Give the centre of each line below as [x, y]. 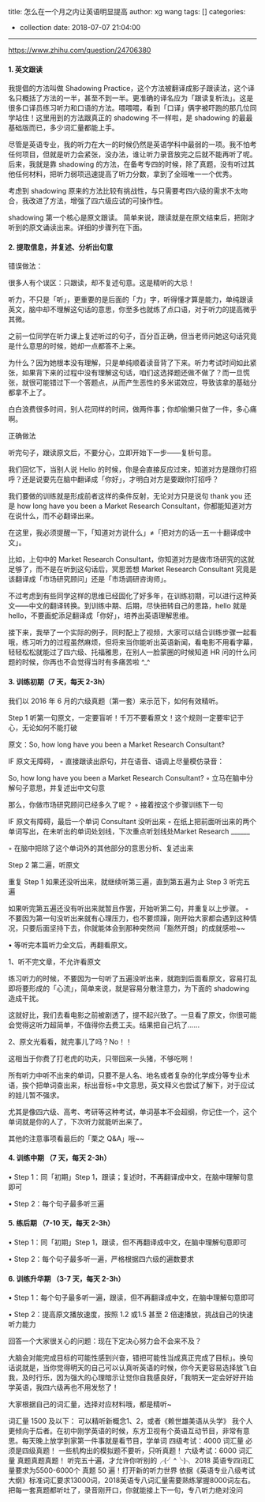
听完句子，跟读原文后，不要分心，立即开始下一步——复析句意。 [112, 453]
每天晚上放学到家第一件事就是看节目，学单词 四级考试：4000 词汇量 [133, 1441]
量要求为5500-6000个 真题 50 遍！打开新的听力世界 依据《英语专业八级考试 [132, 1470]
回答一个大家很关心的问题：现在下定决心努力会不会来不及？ [105, 1341]
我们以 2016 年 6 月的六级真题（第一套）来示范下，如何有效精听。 [116, 701]
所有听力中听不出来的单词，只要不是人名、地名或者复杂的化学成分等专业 [125, 1075]
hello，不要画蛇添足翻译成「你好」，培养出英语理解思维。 [101, 615]
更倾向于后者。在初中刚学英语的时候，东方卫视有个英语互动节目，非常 [122, 1431]
